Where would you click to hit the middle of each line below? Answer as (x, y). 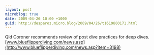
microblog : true (22, 14)
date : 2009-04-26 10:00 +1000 (36, 18)
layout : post (18, 9)
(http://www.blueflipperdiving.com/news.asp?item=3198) (63, 47)
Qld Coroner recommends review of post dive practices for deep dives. (77, 37)
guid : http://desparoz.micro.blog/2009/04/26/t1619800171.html (71, 23)
